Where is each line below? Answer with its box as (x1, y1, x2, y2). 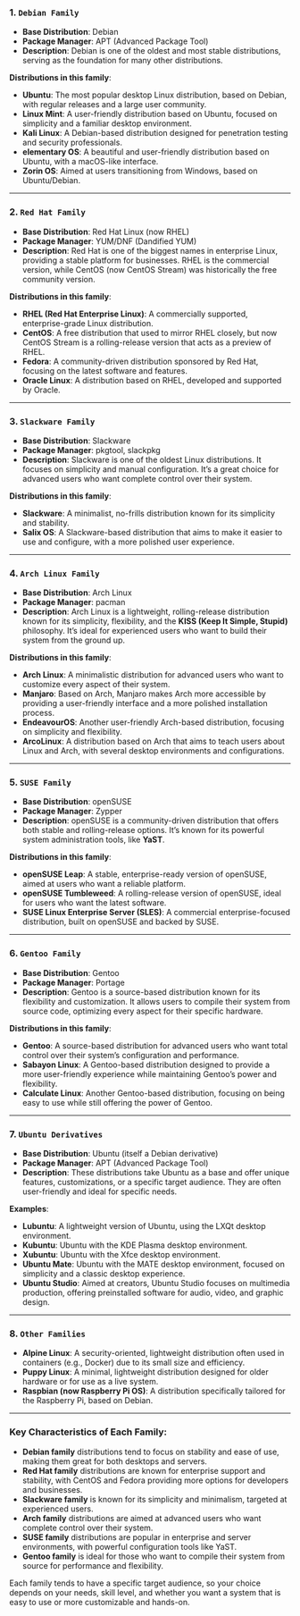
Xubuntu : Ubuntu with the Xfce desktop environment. (21, 1250, 221, 1260)
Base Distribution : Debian (21, 27, 119, 38)
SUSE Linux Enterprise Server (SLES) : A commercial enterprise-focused (21, 907, 290, 918)
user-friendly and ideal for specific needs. (21, 1186, 178, 1197)
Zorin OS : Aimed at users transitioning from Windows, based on (21, 165, 258, 176)
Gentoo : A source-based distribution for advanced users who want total (21, 1039, 288, 1051)
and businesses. (21, 1484, 83, 1494)
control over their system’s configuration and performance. (21, 1049, 239, 1060)
